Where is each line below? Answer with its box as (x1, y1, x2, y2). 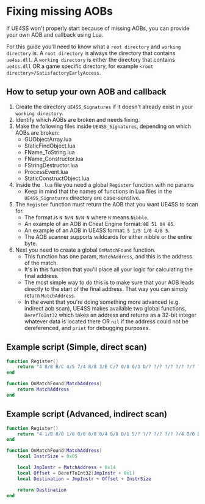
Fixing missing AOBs (6, 4, 113, 18)
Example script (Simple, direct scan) (6, 342, 148, 353)
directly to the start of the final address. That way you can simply (24, 285, 188, 292)
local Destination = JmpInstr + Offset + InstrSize (17, 476, 151, 482)
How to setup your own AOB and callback (6, 87, 167, 97)
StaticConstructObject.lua (24, 175, 90, 182)
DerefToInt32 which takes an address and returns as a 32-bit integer (24, 311, 197, 318)
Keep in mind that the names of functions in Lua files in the (24, 187, 173, 195)
